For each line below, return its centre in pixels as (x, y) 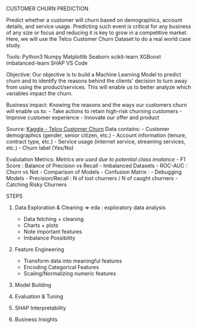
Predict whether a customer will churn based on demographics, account (94, 20)
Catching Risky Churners (36, 184)
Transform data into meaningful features (73, 261)
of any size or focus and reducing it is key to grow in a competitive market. (97, 33)
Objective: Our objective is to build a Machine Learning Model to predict (94, 74)
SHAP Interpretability (40, 308)
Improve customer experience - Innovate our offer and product (83, 117)
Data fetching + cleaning (54, 219)
